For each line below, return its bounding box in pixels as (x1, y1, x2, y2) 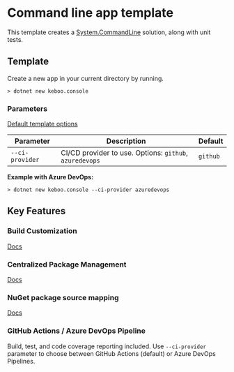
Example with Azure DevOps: (7, 173, 94, 181)
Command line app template (7, 5, 174, 21)
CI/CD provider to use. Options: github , (60, 148, 188, 158)
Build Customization (7, 226, 78, 236)
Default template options (7, 120, 78, 128)
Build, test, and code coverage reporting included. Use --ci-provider (7, 342, 207, 350)
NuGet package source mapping (7, 292, 119, 302)
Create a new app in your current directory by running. (7, 74, 164, 82)
